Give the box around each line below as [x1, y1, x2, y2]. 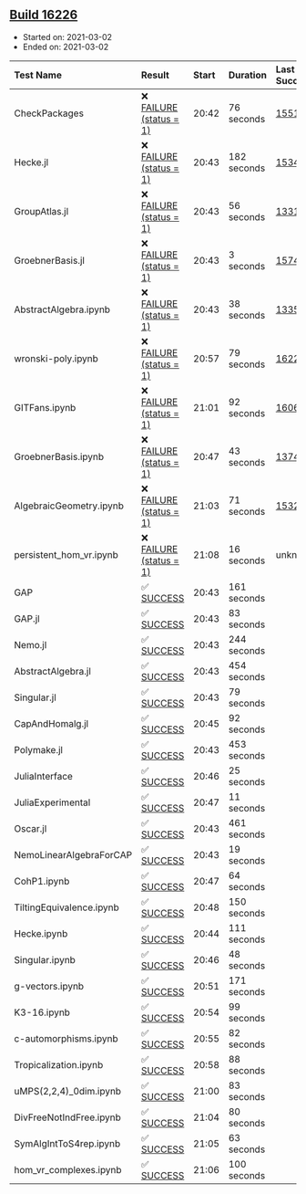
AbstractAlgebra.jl [14, 665, 91, 677]
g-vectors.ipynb [14, 979, 85, 992]
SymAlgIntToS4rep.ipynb [14, 1136, 121, 1149]
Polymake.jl [14, 743, 64, 756]
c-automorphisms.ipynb [14, 1032, 118, 1044]
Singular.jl [14, 691, 56, 704]
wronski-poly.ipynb [14, 351, 98, 364]
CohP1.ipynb [14, 875, 70, 887]
